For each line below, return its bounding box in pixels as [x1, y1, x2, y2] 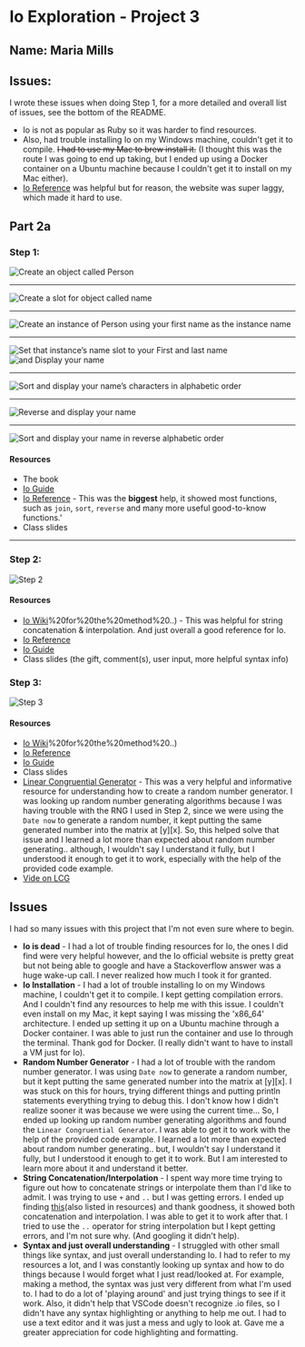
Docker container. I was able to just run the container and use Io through [22, 1028, 293, 1039]
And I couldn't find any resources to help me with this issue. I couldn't [22, 999, 284, 1010]
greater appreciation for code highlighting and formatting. [22, 1327, 239, 1338]
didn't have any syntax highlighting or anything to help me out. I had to [22, 1308, 287, 1319]
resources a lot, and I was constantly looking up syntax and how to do [22, 1260, 285, 1271]
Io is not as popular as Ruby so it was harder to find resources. [22, 124, 257, 135]
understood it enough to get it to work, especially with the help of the [22, 854, 281, 865]
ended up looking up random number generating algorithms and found [22, 1114, 287, 1125]
